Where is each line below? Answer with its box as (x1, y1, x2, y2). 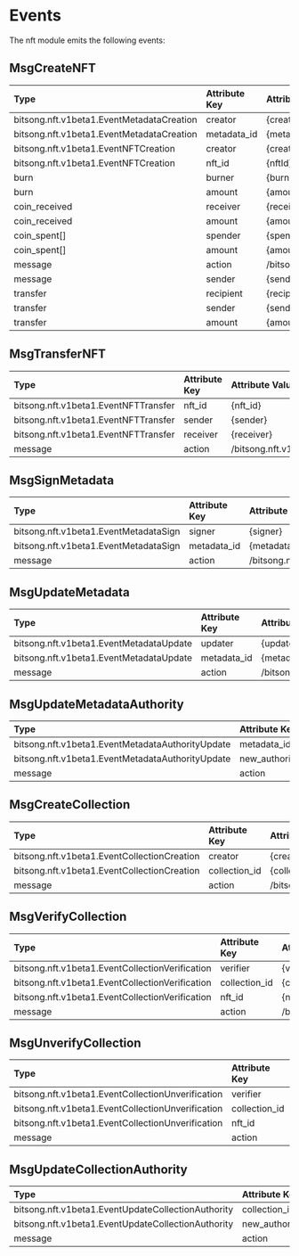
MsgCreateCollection (9, 797, 131, 812)
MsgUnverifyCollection (9, 1036, 141, 1051)
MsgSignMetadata (9, 472, 114, 488)
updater (200, 637, 234, 650)
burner (206, 171, 235, 184)
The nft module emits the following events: (9, 35, 166, 45)
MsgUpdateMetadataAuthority (9, 696, 184, 711)
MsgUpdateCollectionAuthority (9, 1162, 189, 1177)
